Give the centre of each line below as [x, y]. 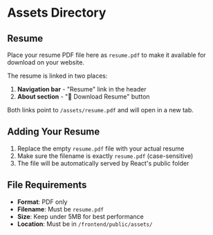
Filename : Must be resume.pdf [60, 209]
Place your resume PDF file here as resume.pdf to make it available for [106, 55]
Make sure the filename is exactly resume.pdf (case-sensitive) [105, 156]
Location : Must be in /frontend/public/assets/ [85, 224]
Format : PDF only [42, 202]
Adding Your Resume [54, 132]
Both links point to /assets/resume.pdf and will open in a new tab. [100, 110]
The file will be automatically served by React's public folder [103, 163]
